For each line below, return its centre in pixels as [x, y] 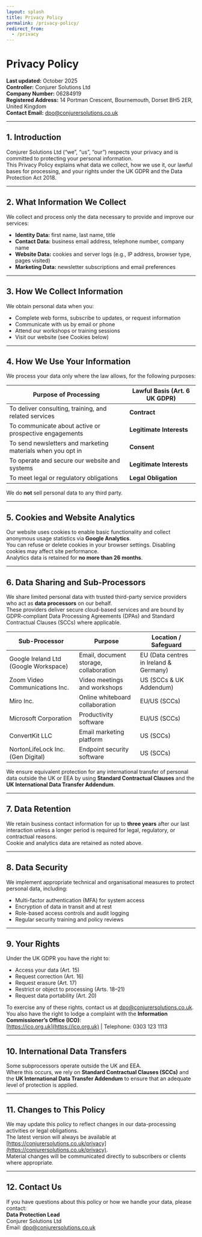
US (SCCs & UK [162, 680]
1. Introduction [34, 137]
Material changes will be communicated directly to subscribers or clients [96, 1156]
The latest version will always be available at [61, 1137]
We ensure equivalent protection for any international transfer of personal [97, 771]
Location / [166, 637]
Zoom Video [26, 680]
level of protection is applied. [42, 1085]
